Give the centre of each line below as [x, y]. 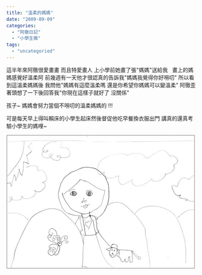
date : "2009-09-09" [31, 19]
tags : [13, 45]
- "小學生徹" [26, 38]
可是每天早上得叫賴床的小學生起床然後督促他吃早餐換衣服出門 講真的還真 [97, 118]
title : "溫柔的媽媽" [30, 13]
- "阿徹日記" [26, 32]
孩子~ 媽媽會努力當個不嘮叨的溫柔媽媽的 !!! [60, 105]
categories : [21, 25]
